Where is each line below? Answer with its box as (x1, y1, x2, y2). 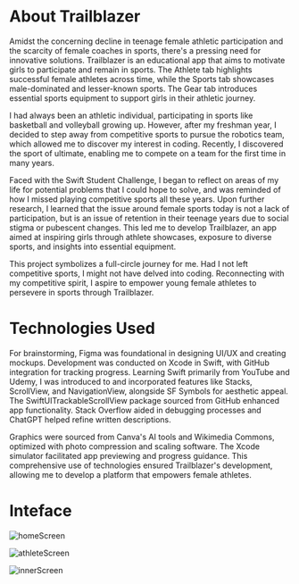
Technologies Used (9, 319, 156, 338)
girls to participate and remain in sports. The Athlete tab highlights (9, 64, 253, 75)
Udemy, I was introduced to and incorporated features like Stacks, (9, 376, 253, 387)
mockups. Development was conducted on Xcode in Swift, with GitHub (9, 357, 270, 368)
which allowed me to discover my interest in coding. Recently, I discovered (9, 138, 284, 149)
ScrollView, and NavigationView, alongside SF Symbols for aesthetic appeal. (9, 386, 288, 396)
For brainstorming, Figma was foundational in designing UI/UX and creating (9, 347, 287, 358)
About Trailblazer (9, 6, 141, 27)
